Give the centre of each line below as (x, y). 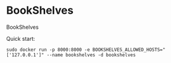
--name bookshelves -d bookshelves (91, 55)
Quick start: (20, 38)
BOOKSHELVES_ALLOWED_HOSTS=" (129, 49)
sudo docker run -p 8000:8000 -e (48, 49)
